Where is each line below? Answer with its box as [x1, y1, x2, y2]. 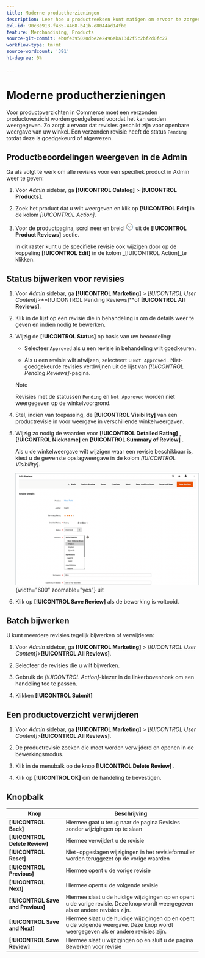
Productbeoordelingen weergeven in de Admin [6, 152, 188, 162]
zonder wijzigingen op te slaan [65, 825, 142, 832]
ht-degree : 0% [6, 55, 43, 61]
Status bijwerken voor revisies [6, 273, 124, 284]
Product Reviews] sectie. [15, 231, 80, 238]
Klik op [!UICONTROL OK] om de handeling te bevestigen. [15, 774, 162, 782]
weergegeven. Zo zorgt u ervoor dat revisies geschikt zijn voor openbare [6, 121, 190, 129]
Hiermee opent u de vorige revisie [65, 867, 151, 874]
